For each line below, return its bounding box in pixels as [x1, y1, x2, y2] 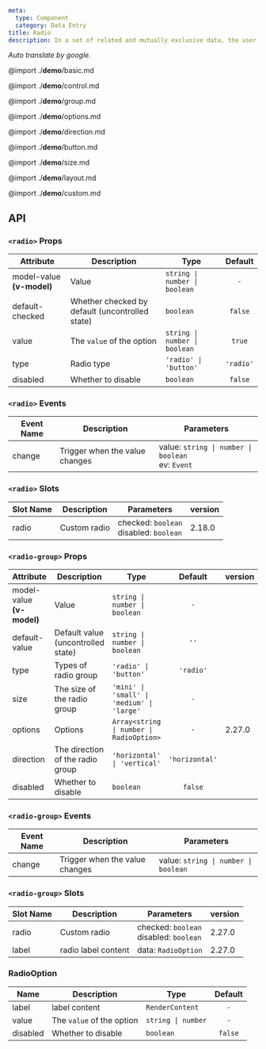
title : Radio [8, 29, 51, 36]
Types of [54, 659, 87, 670]
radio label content [59, 944, 130, 956]
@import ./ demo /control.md [8, 81, 100, 90]
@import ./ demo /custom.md [8, 189, 101, 198]
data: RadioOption [137, 944, 203, 956]
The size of [54, 683, 97, 694]
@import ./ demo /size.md [8, 158, 90, 167]
